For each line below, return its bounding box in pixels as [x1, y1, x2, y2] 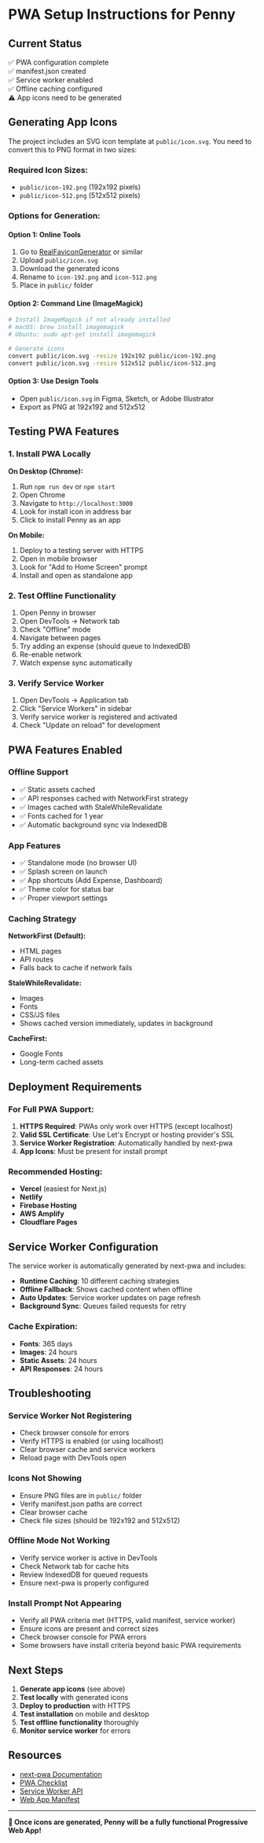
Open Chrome [19, 489, 65, 500]
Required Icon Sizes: [8, 164, 89, 175]
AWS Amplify [19, 1209, 64, 1218]
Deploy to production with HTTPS [19, 1701, 131, 1710]
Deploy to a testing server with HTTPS [19, 545, 144, 555]
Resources [8, 1749, 62, 1762]
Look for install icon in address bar [19, 507, 132, 516]
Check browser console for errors [19, 1428, 130, 1438]
